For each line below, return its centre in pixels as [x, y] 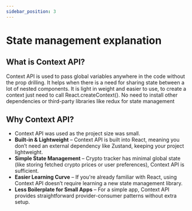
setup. [22, 202]
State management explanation [84, 40]
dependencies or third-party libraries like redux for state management [90, 101]
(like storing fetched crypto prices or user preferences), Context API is [99, 165]
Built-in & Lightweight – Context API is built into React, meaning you [97, 140]
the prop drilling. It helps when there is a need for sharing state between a [95, 82]
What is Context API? [46, 62]
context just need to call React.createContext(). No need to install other [92, 95]
